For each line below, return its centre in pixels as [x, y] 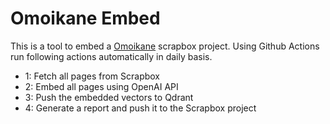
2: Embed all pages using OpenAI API [101, 86]
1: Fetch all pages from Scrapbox [92, 76]
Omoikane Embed [85, 18]
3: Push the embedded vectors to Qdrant [109, 97]
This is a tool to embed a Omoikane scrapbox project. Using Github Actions [165, 46]
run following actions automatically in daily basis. [111, 56]
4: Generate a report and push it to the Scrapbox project [140, 108]
